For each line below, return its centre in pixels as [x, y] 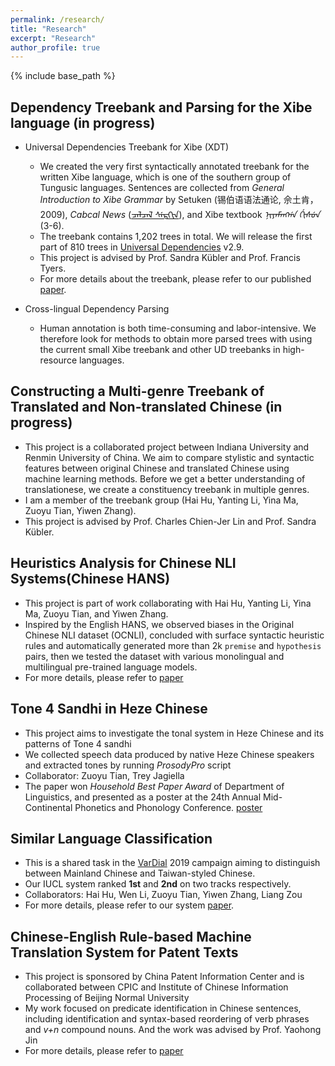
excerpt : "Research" [53, 38]
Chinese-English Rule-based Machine [131, 936]
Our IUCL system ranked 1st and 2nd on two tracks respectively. [158, 884]
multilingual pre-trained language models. [111, 667]
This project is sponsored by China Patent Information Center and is [164, 977]
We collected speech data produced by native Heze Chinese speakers [169, 754]
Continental [48, 807]
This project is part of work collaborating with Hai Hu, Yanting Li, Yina [168, 603]
